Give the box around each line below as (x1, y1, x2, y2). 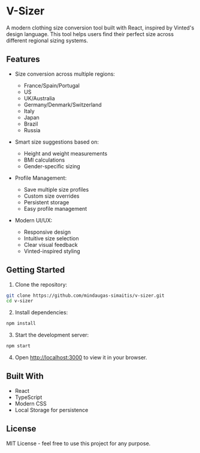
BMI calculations (23, 156, 65, 163)
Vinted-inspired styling (23, 248, 81, 255)
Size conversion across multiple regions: (14, 70, 116, 78)
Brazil (23, 120, 38, 127)
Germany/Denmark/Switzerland (23, 101, 102, 108)
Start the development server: (14, 332, 89, 339)
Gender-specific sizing (23, 162, 81, 169)
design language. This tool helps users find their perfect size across (6, 30, 174, 37)
